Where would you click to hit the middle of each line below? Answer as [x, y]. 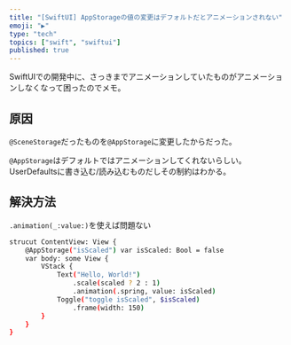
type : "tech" [33, 34]
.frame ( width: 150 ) [108, 308]
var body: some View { [67, 258]
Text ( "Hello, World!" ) [98, 275]
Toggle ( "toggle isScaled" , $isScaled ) [128, 299]
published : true [39, 51]
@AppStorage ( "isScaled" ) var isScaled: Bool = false [125, 250]
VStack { [57, 267]
